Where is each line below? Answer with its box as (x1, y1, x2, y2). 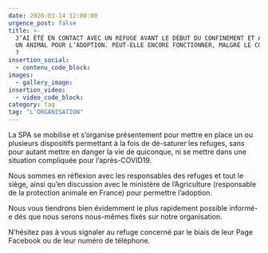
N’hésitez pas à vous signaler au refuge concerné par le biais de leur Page (8, 227, 254, 236)
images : (8, 71, 34, 79)
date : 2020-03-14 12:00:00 (8, 11, 98, 20)
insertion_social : (8, 57, 69, 65)
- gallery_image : (15, 78, 73, 86)
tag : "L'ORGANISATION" (8, 109, 84, 117)
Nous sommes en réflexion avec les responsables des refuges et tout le (8, 171, 244, 180)
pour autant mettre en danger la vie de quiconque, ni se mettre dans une (8, 147, 247, 156)
